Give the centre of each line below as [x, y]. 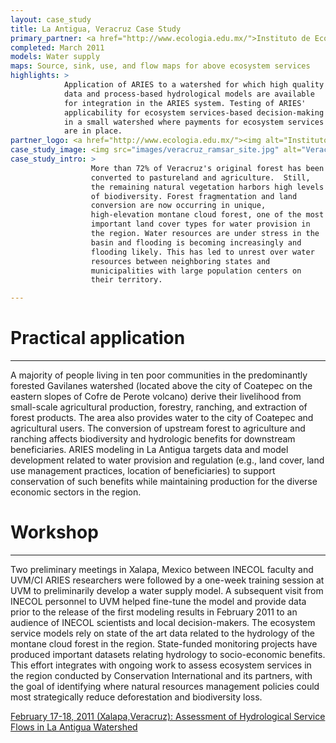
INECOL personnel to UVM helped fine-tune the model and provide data [158, 601]
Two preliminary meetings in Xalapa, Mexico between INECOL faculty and [162, 569]
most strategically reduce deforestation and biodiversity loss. [136, 697]
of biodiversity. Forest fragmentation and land [194, 196]
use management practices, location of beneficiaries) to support [143, 471]
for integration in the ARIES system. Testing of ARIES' [185, 103]
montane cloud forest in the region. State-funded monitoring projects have [164, 644]
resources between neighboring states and [180, 261]
